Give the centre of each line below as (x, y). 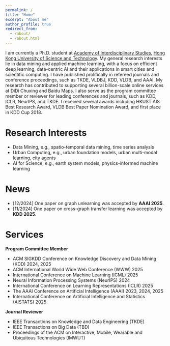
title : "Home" (20, 15)
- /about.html (25, 39)
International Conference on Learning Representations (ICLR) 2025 (83, 285)
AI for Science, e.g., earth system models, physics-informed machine (85, 163)
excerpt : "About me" (27, 19)
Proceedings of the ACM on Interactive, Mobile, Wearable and (77, 332)
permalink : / (19, 10)
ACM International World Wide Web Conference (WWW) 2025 (78, 269)
